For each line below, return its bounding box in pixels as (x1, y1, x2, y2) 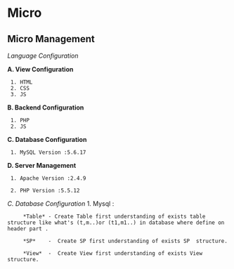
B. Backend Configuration (7, 103, 84, 112)
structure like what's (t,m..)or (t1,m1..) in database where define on (7, 219, 225, 226)
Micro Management (7, 33, 95, 45)
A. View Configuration (7, 65, 74, 73)
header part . (7, 225, 49, 232)
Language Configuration (7, 51, 79, 60)
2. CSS (10, 85, 30, 92)
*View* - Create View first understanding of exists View (22, 250, 202, 257)
